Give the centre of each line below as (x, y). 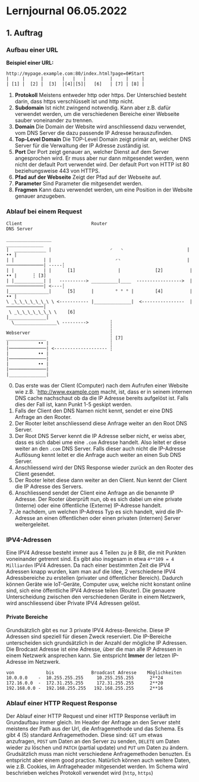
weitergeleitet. (32, 525)
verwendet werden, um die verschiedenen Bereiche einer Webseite (97, 113)
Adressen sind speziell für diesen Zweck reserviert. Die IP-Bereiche (89, 636)
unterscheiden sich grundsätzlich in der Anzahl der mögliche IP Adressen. (97, 642)
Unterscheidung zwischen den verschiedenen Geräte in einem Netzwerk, (96, 597)
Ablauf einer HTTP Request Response (62, 703)
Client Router (57, 224)
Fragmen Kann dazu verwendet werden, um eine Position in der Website (104, 190)
